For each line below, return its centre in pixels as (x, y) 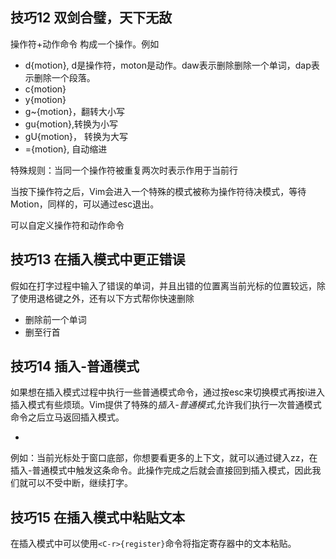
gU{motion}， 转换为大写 (76, 136)
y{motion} (45, 99)
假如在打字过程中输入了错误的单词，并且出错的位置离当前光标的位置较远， (163, 285)
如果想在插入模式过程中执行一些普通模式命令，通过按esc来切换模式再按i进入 (167, 392)
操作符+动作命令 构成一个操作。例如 (85, 44)
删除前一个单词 (55, 319)
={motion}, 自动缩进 (66, 149)
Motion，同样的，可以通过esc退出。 (85, 204)
